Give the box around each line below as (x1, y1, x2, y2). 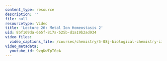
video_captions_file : (9, 39, 55, 44)
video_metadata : (5, 44, 39, 49)
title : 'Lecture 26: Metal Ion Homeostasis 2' (5, 26, 103, 30)
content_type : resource (5, 7, 55, 12)
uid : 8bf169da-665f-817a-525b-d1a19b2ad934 (5, 30, 97, 35)
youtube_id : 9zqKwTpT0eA (9, 48, 61, 53)
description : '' (5, 12, 39, 17)
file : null (5, 16, 28, 21)
